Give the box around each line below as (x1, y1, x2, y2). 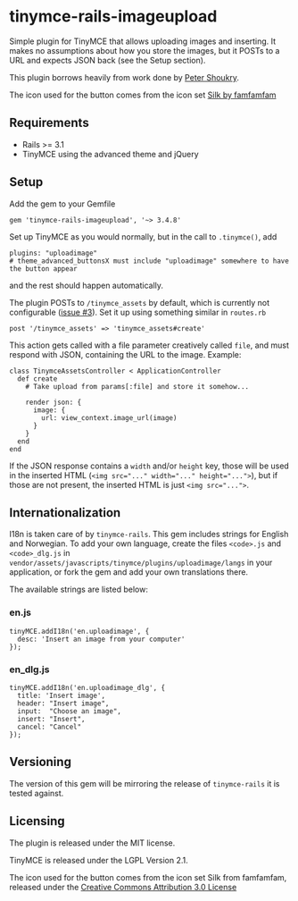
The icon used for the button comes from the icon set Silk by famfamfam (9, 89, 277, 100)
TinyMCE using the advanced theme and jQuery (21, 148, 199, 159)
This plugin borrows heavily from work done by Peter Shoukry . (9, 72, 239, 82)
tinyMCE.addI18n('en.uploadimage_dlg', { (9, 683, 166, 692)
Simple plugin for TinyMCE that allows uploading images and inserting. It (9, 36, 277, 46)
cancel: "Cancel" (17, 722, 82, 731)
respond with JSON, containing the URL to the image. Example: (9, 349, 242, 359)
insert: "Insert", (17, 714, 87, 723)
